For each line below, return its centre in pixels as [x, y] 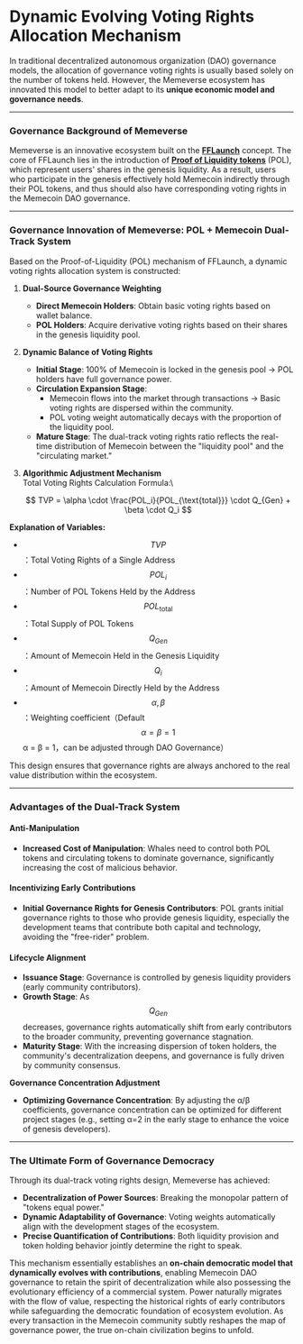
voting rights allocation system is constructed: [95, 270]
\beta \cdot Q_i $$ [158, 509]
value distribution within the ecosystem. [83, 775]
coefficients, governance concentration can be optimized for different [152, 1110]
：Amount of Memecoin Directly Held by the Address [121, 688]
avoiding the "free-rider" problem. [86, 937]
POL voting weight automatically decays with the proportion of [165, 417]
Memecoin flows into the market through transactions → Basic [165, 398]
